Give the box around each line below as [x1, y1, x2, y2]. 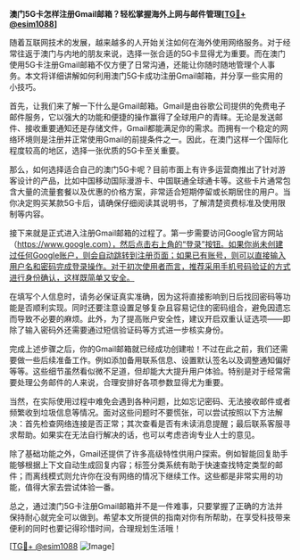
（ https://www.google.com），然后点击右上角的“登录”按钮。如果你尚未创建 [9, 239, 284, 249]
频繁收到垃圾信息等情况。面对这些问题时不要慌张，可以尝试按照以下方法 [9, 408, 275, 417]
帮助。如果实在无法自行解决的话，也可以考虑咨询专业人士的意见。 [16, 430, 260, 440]
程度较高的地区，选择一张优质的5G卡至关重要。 [9, 145, 185, 155]
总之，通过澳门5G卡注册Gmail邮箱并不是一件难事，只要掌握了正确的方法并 [9, 501, 284, 511]
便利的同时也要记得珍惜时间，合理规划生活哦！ [9, 523, 181, 533]
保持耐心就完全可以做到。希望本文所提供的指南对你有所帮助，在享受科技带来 [9, 512, 291, 523]
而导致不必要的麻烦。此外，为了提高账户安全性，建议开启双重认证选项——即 [9, 314, 291, 324]
